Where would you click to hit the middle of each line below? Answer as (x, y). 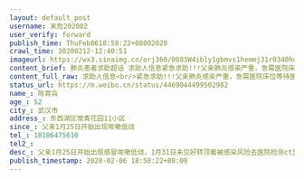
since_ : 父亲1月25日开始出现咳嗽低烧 (72, 127)
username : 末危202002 (49, 26)
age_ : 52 (26, 102)
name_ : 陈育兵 (34, 93)
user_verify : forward (50, 34)
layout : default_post (50, 18)
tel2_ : (22, 144)
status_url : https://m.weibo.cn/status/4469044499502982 (119, 85)
